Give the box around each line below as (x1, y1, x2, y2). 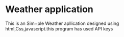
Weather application (5, 4, 93, 15)
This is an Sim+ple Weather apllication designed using (5, 20, 119, 26)
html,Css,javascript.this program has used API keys (5, 25, 113, 31)
